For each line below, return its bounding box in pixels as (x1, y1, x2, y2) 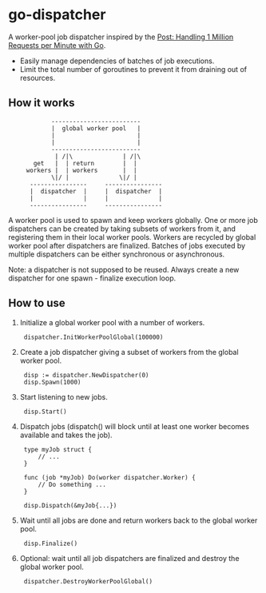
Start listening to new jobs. (19, 392, 108, 401)
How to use (8, 296, 66, 310)
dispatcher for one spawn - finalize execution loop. (8, 273, 177, 283)
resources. (19, 73, 56, 82)
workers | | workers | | (26, 166, 137, 174)
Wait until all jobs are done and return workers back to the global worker (19, 515, 258, 525)
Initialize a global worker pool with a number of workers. (19, 317, 205, 327)
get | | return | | (33, 159, 137, 167)
